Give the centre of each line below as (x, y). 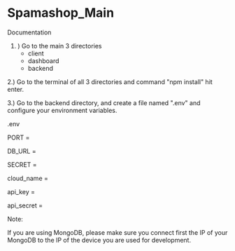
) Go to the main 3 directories (60, 46)
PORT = (19, 137)
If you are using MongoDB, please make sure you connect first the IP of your (117, 232)
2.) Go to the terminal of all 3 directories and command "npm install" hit (110, 81)
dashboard (43, 60)
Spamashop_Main (60, 13)
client (36, 53)
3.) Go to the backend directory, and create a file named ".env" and (104, 102)
